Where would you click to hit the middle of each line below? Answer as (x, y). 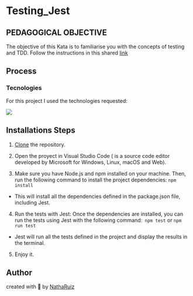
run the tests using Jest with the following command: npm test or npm (98, 220)
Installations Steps (41, 130)
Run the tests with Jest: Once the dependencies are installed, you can (99, 214)
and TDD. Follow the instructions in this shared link (67, 53)
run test (25, 226)
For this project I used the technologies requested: (67, 100)
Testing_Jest (38, 11)
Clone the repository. (40, 144)
